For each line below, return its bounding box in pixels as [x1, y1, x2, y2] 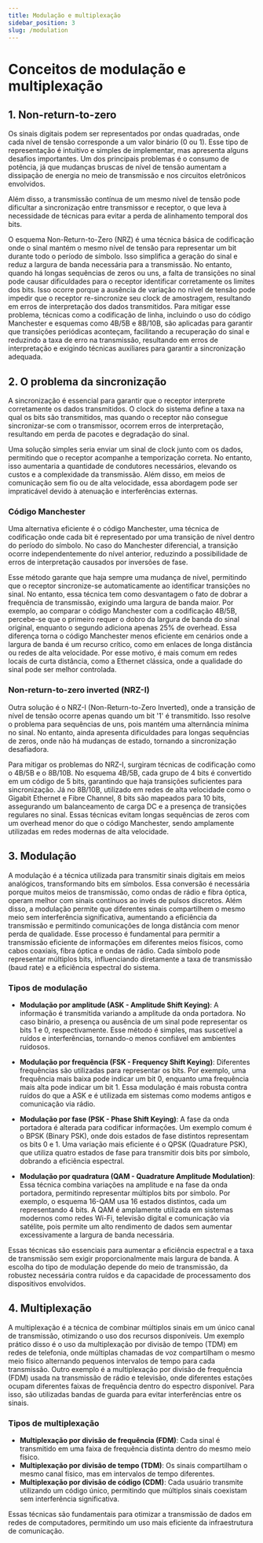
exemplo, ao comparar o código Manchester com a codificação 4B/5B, [8, 606, 238, 615]
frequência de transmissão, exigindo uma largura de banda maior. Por [8, 598, 234, 608]
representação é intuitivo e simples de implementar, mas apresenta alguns [8, 146, 249, 155]
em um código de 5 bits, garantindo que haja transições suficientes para [8, 776, 243, 786]
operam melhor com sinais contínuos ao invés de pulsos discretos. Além [8, 895, 243, 905]
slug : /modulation [8, 26, 68, 34]
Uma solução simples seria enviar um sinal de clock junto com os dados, [8, 444, 243, 454]
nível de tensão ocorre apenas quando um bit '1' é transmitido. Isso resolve [8, 711, 251, 720]
